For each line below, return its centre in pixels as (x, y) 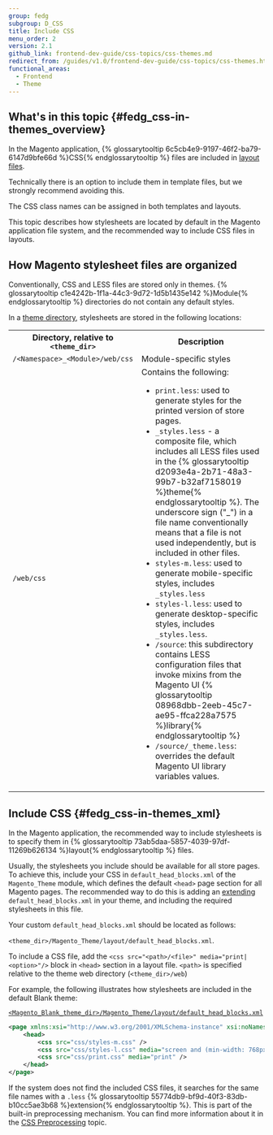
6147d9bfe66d (33, 158)
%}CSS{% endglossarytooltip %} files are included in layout (159, 158)
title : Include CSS (41, 31)
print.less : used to (192, 391)
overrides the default (195, 756)
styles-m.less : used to (198, 563)
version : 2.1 (30, 46)
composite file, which (196, 441)
